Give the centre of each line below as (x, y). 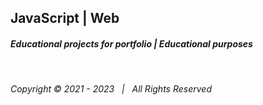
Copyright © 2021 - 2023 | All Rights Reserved (111, 89)
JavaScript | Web (65, 18)
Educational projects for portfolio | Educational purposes (131, 43)
